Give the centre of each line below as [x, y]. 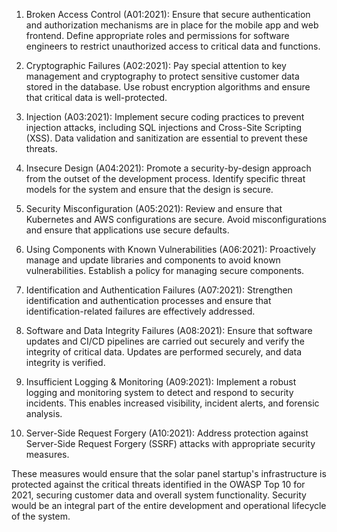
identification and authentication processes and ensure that [148, 300]
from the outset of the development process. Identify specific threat [165, 178]
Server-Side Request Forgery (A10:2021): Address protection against [167, 433]
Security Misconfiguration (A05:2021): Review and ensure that [154, 208]
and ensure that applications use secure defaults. [127, 230]
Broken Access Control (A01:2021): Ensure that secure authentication [168, 14]
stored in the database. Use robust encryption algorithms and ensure [168, 87]
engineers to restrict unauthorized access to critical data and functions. [173, 46]
